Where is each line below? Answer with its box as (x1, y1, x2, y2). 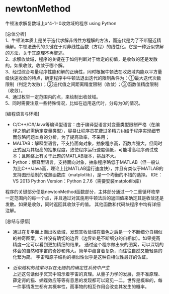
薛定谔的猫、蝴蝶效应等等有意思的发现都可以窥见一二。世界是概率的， (12, 277, 158, 283)
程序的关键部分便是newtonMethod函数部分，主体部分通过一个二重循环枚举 (5, 188, 160, 194)
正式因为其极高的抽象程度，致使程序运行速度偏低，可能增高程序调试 (12, 146, 154, 152)
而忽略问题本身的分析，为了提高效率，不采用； (12, 134, 110, 140)
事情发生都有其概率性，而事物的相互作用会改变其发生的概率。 (21, 283, 149, 289)
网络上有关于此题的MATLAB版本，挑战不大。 (26, 153, 119, 159)
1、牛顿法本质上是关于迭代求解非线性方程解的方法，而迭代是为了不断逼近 (5, 37, 157, 43)
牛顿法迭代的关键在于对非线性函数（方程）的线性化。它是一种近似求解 (18, 43, 164, 49)
